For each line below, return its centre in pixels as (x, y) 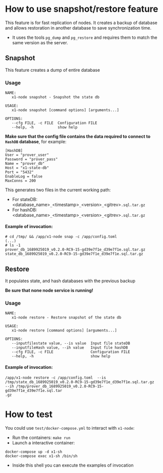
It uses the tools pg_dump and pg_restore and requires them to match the (85, 37)
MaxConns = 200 (21, 181)
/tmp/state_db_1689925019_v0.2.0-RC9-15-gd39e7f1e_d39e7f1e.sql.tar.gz (80, 382)
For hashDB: (25, 210)
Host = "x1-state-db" (27, 168)
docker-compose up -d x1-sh (34, 452)
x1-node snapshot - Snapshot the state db (55, 97)
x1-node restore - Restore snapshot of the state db (66, 318)
